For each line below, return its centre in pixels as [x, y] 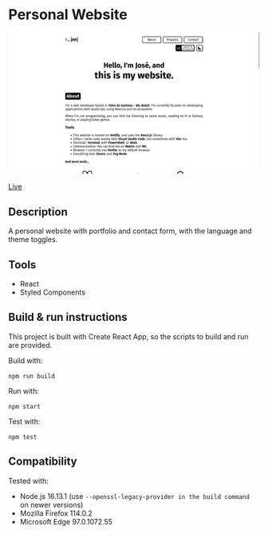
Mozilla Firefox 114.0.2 [56, 513]
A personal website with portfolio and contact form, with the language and [130, 231]
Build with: [26, 360]
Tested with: [29, 481]
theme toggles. [33, 239]
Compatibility [43, 462]
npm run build [32, 376]
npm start [25, 406]
